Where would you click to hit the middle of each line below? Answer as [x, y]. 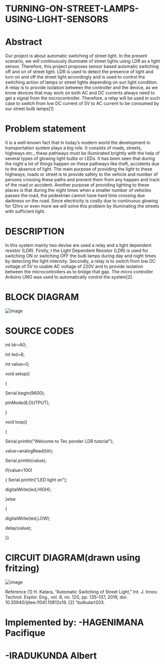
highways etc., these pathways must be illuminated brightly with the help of [82, 153]
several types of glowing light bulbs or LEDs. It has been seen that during [80, 159]
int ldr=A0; [16, 344]
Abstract [24, 42]
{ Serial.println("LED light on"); [36, 480]
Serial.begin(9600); [25, 393]
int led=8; [15, 354]
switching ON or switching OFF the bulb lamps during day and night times [81, 256]
